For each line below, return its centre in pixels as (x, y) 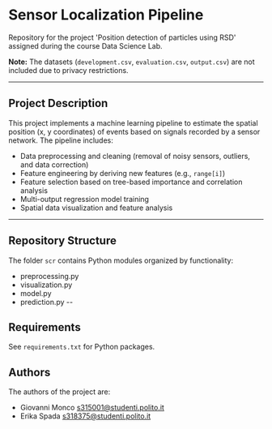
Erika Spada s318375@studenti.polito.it (85, 416)
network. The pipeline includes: (61, 140)
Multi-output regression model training (85, 199)
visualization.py (46, 285)
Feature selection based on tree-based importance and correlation (131, 182)
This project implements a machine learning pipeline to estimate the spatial (133, 122)
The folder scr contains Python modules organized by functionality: (121, 260)
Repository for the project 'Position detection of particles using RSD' (122, 37)
